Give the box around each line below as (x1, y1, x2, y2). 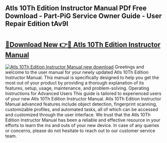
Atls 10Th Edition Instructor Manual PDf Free (5, 4, 147, 12)
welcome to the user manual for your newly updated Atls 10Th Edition (5, 69, 149, 75)
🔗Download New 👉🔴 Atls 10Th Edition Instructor (5, 40, 160, 49)
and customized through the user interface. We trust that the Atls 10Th (5, 112, 151, 117)
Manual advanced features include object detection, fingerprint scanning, (5, 101, 157, 107)
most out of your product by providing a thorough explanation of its (5, 80, 144, 85)
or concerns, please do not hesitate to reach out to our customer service (5, 127, 155, 133)
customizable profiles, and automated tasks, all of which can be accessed (5, 106, 158, 112)
